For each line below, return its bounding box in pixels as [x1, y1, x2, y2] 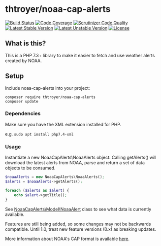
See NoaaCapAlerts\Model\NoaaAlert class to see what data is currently [5, 206, 152, 212]
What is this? [5, 39, 46, 48]
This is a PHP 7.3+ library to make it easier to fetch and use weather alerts [5, 52, 155, 58]
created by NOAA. [5, 58, 42, 64]
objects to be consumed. [5, 165, 56, 171]
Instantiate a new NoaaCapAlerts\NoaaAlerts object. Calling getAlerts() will [5, 154, 157, 161]
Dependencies [5, 110, 41, 117]
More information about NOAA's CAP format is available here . [5, 236, 129, 242]
